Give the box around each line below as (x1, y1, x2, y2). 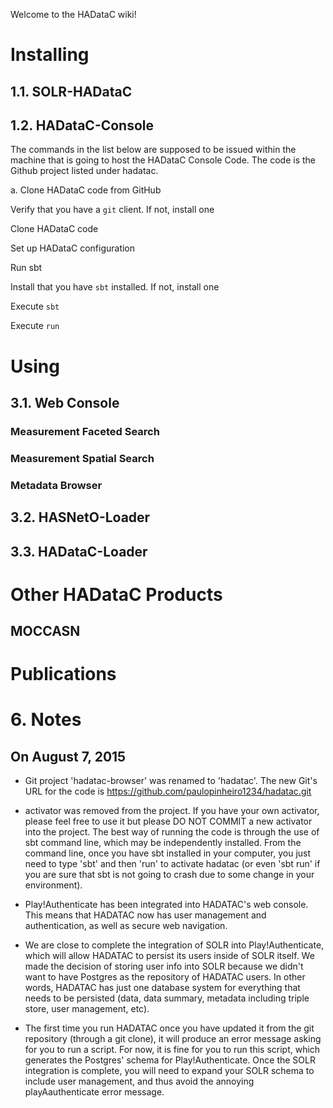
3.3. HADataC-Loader (10, 543, 148, 560)
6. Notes (10, 709, 82, 731)
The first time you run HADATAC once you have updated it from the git (24, 1022, 315, 1034)
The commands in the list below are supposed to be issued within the (10, 144, 297, 156)
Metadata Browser (10, 478, 103, 492)
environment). (24, 879, 83, 891)
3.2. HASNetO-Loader (10, 509, 151, 526)
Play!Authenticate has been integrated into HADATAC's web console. (24, 899, 309, 911)
